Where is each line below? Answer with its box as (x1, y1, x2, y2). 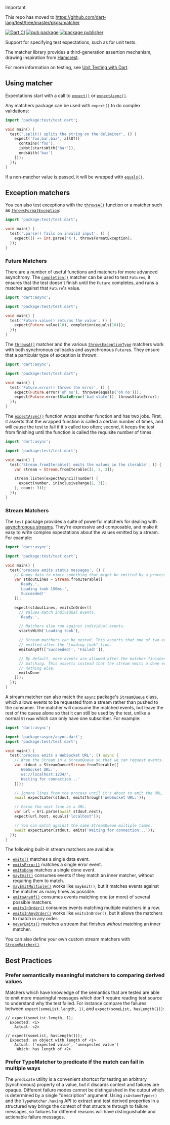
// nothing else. (18, 666, 56, 671)
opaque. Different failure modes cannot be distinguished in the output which (5, 1087, 164, 1093)
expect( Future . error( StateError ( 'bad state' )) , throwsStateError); (14, 394, 159, 399)
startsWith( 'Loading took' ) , (18, 629, 80, 634)
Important (5, 5, 26, 10)
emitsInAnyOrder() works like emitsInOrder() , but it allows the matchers (12, 910, 163, 916)
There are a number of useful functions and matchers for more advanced (5, 269, 158, 275)
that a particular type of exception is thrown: (5, 352, 98, 358)
